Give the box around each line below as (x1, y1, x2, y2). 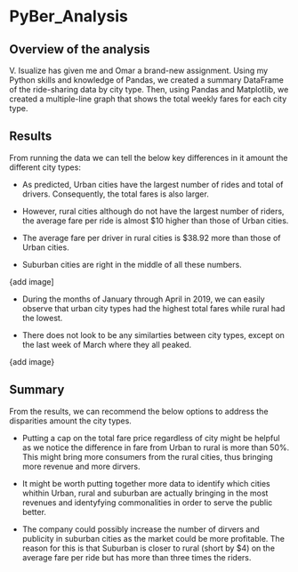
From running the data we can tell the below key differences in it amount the (9, 152, 288, 163)
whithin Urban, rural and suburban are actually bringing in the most (21, 487, 269, 498)
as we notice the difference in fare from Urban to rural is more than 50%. (21, 442, 290, 453)
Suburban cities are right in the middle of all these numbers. (21, 259, 242, 270)
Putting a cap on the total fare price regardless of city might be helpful (21, 432, 280, 443)
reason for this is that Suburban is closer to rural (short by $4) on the (21, 543, 276, 553)
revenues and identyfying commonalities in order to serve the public (21, 496, 273, 508)
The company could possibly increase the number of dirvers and (21, 523, 260, 535)
